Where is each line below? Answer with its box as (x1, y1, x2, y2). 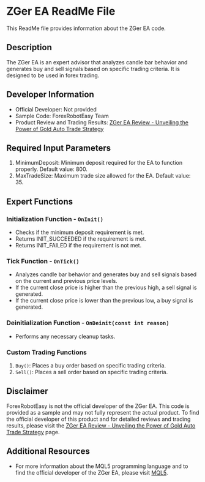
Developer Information (6, 89, 95, 100)
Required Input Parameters (6, 143, 111, 153)
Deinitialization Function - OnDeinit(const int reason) (6, 318, 170, 327)
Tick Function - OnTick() (6, 257, 80, 265)
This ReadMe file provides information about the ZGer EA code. (6, 24, 166, 32)
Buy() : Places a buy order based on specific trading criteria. (15, 361, 166, 369)
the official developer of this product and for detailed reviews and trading (6, 415, 191, 423)
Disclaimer (6, 386, 48, 396)
